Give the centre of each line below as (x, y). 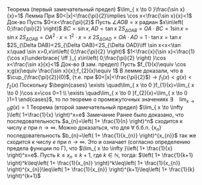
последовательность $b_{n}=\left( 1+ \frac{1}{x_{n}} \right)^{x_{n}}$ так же (102, 136)
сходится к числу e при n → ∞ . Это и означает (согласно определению (99, 142)
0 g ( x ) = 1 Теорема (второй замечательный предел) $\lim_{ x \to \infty (95, 108)
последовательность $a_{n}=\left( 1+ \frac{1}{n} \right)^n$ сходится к (95, 121)
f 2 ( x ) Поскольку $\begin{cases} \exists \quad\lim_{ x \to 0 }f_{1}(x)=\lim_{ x (101, 86)
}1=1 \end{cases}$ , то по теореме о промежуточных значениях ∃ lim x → (101, 100)
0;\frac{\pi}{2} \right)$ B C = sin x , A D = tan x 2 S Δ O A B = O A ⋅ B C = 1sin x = (98, 29)
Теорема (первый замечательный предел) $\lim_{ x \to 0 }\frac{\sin (93, 9)
